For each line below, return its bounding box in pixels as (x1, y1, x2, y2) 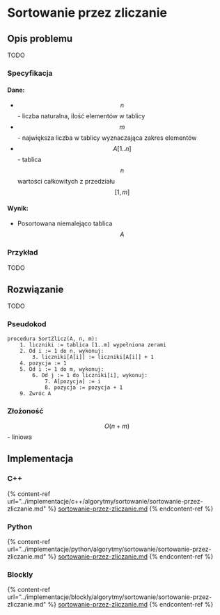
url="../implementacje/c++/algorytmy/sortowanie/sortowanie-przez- (7, 497, 203, 505)
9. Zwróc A (19, 390, 52, 397)
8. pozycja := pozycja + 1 (44, 384, 123, 391)
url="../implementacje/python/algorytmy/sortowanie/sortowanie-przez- (7, 545, 212, 554)
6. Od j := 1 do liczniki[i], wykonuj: (32, 372, 148, 378)
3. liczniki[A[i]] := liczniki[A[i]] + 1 (32, 353, 155, 360)
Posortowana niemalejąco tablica (17, 219, 113, 227)
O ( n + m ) (104, 422, 130, 431)
